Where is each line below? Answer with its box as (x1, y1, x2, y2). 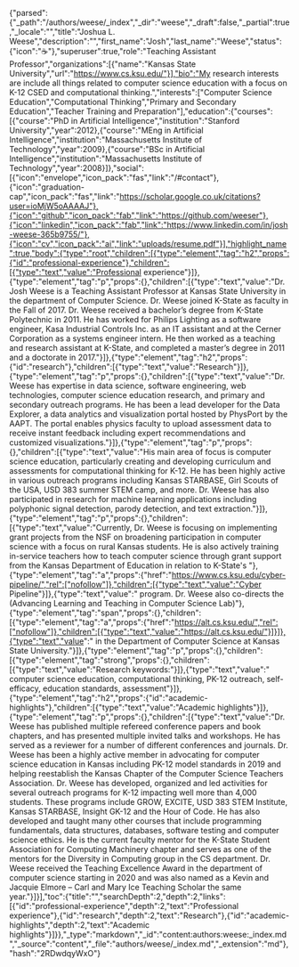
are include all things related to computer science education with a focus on (9, 77, 287, 88)
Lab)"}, (218, 598, 245, 608)
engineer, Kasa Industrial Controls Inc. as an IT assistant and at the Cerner (9, 324, 282, 334)
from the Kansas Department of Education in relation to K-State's (9, 560, 247, 571)
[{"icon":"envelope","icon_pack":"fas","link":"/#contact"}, (9, 173, 220, 183)
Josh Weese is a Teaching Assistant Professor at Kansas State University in (9, 286, 287, 297)
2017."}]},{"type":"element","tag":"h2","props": (77, 352, 247, 362)
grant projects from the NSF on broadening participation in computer (9, 532, 262, 542)
